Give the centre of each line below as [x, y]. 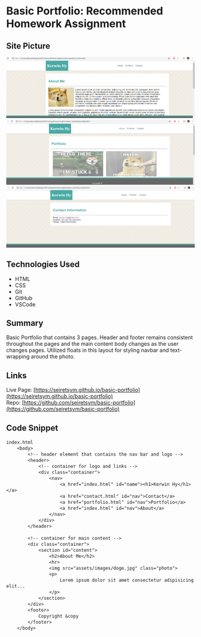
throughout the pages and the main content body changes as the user [92, 344]
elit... [16, 586]
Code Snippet [32, 428]
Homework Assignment [66, 24]
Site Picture [28, 46]
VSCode [25, 304]
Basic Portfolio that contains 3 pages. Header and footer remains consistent [100, 337]
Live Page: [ [21, 390]
